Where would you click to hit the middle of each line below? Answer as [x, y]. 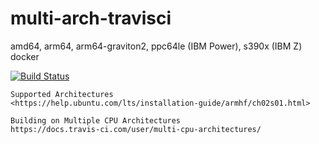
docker [25, 56]
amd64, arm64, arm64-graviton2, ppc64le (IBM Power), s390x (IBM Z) [156, 46]
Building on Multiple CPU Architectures [96, 120]
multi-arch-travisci [91, 18]
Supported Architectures [62, 94]
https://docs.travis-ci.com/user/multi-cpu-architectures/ [136, 129]
